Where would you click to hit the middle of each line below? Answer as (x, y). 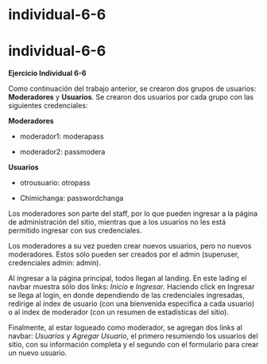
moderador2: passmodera (62, 152)
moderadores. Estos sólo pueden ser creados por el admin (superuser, (124, 254)
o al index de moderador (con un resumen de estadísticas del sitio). (118, 312)
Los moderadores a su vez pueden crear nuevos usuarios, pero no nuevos (130, 246)
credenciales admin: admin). (55, 263)
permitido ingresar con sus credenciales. (75, 231)
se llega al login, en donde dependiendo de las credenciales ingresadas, (126, 296)
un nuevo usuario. (38, 353)
